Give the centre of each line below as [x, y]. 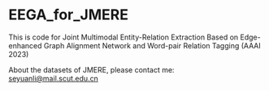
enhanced [25, 45]
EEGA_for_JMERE [68, 15]
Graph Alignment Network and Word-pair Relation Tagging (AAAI [152, 45]
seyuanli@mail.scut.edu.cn [54, 78]
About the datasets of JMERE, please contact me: [91, 69]
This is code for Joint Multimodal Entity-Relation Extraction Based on [124, 37]
